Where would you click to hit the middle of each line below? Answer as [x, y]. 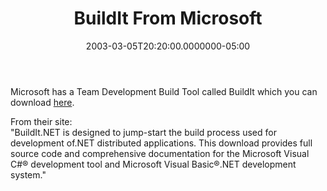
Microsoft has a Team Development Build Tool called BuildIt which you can [164, 91]
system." [28, 174]
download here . [42, 102]
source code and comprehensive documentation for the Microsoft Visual [160, 153]
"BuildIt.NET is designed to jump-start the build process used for [143, 132]
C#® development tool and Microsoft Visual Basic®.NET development [153, 164]
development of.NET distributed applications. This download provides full [161, 143]
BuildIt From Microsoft [168, 18]
